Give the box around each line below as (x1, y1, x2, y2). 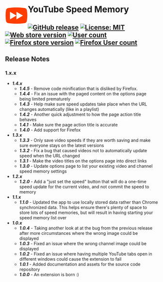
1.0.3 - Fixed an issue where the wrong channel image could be (19, 241, 147, 247)
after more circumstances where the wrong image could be (19, 230, 138, 236)
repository (19, 266, 40, 272)
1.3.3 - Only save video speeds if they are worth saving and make (19, 138, 151, 143)
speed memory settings (19, 168, 67, 174)
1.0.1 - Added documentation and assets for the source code (19, 262, 141, 267)
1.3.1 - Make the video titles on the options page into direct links (19, 158, 147, 164)
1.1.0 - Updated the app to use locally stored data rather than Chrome (19, 199, 159, 205)
